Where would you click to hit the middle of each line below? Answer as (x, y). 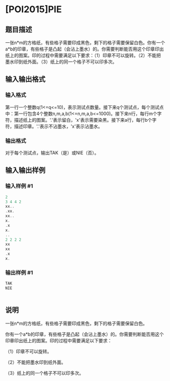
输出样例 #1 (19, 273)
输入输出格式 (25, 79)
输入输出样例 (25, 170)
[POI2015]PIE (33, 9)
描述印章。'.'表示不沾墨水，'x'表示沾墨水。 (58, 126)
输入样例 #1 (19, 186)
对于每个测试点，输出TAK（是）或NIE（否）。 (52, 153)
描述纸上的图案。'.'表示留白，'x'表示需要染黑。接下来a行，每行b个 (83, 120)
